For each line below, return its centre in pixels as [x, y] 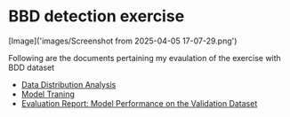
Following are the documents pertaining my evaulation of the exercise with [145, 58]
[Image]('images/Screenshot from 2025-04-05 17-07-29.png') [123, 41]
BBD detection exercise [97, 16]
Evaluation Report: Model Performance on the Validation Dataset [139, 103]
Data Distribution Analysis [68, 84]
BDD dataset [32, 67]
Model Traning [48, 94]
